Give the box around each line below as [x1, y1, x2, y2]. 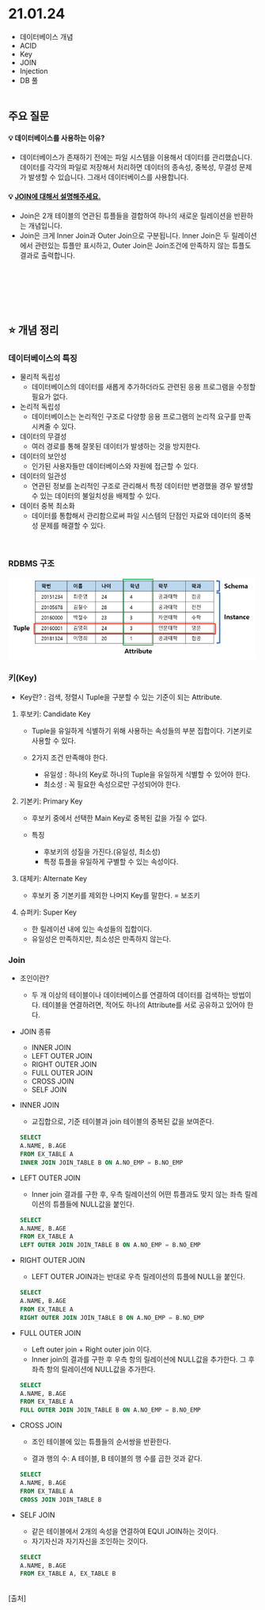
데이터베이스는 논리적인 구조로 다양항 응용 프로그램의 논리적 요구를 [31, 412, 237, 421]
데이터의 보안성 [19, 451, 67, 461]
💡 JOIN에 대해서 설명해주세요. [8, 192, 101, 201]
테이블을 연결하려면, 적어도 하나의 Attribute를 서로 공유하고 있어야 [42, 1000, 245, 1010]
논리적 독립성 [19, 402, 61, 412]
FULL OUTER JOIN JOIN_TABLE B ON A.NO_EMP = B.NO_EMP [19, 1406, 201, 1414]
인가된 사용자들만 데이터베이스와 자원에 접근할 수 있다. [31, 462, 199, 471]
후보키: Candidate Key [19, 709, 91, 719]
